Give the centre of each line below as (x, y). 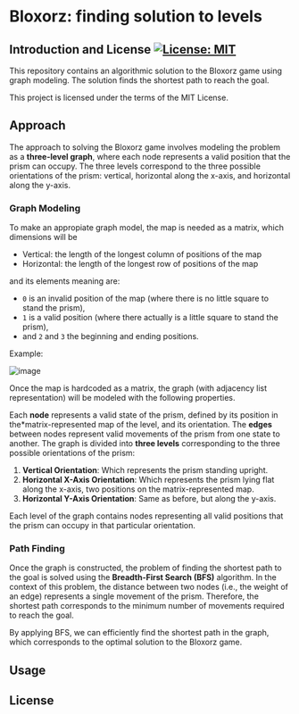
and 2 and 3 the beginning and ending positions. (110, 336)
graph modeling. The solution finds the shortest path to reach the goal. (139, 80)
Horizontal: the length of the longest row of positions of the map (140, 264)
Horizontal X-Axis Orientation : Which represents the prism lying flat (148, 480)
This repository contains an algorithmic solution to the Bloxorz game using (146, 71)
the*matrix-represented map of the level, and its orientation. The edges (141, 425)
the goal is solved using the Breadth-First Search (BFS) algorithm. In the (143, 577)
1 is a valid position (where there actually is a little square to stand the (150, 318)
